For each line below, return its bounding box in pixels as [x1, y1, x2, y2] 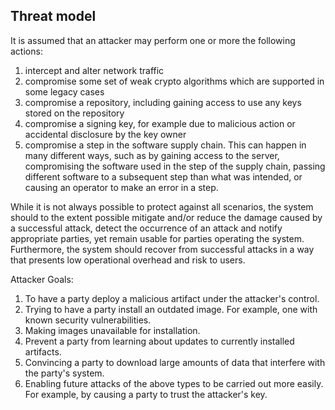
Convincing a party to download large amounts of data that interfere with [24, 356, 326, 368]
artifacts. [24, 345, 62, 358]
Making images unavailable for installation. [24, 324, 201, 336]
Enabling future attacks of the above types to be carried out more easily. [24, 377, 324, 389]
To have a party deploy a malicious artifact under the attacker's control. [24, 292, 320, 304]
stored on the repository [24, 107, 125, 119]
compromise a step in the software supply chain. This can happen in [24, 139, 307, 151]
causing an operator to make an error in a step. [24, 181, 219, 193]
